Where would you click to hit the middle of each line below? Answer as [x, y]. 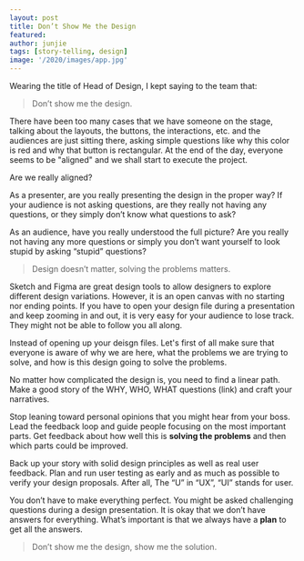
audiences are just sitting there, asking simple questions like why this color [150, 140]
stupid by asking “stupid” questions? [78, 251]
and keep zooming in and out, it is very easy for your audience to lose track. [152, 316]
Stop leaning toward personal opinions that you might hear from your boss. [150, 416]
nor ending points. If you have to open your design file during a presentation [152, 306]
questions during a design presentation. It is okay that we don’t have [137, 510]
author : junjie [38, 43]
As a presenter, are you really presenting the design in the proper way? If [146, 195]
